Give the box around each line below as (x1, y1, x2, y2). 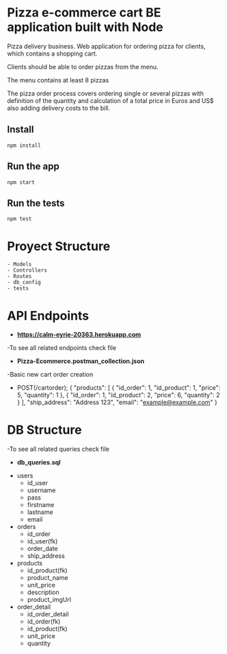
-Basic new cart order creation (7, 371, 94, 379)
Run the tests (7, 197, 65, 209)
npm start (7, 178, 36, 186)
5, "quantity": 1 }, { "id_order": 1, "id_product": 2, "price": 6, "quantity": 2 (16, 391, 220, 399)
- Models (7, 261, 32, 268)
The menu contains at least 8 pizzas (7, 75, 109, 84)
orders (16, 523, 36, 531)
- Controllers (7, 267, 48, 274)
